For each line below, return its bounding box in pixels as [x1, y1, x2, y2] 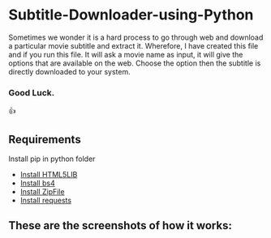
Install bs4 [19, 178, 55, 188]
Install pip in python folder [8, 154, 96, 164]
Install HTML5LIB [19, 170, 78, 180]
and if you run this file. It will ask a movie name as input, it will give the [8, 49, 243, 59]
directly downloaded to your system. [8, 66, 131, 76]
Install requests [19, 196, 71, 206]
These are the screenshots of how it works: [8, 219, 233, 232]
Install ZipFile [19, 187, 65, 197]
